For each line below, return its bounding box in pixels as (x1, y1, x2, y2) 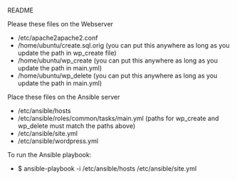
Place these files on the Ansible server (7, 92, 120, 101)
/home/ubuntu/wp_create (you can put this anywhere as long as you (17, 56, 218, 65)
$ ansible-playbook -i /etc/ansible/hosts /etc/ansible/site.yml (17, 164, 197, 173)
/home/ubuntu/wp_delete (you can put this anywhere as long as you (17, 71, 218, 80)
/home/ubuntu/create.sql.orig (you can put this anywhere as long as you (17, 41, 230, 49)
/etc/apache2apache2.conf (17, 33, 98, 42)
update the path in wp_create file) (17, 49, 117, 57)
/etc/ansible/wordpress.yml (17, 137, 98, 145)
